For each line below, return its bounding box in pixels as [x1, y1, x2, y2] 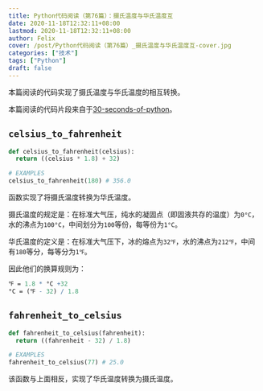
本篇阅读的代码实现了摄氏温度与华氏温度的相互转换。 [8, 87, 185, 97]
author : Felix [8, 34, 56, 43]
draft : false [8, 64, 52, 72]
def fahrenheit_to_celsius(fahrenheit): [8, 329, 146, 337]
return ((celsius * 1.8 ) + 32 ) [15, 154, 121, 163]
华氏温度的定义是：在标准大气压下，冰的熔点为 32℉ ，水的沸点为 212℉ [8, 237, 235, 246]
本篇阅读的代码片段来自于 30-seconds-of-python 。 [8, 104, 177, 113]
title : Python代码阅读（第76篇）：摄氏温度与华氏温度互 [8, 11, 174, 20]
